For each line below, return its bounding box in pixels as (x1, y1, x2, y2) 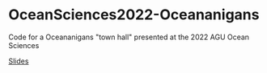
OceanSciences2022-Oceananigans (8, 6, 260, 24)
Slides (8, 56, 29, 66)
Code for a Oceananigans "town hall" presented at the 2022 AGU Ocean (8, 32, 249, 42)
